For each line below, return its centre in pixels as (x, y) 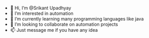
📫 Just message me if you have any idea (54, 30)
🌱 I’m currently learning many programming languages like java (77, 19)
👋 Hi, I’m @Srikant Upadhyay (41, 8)
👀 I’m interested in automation (42, 13)
